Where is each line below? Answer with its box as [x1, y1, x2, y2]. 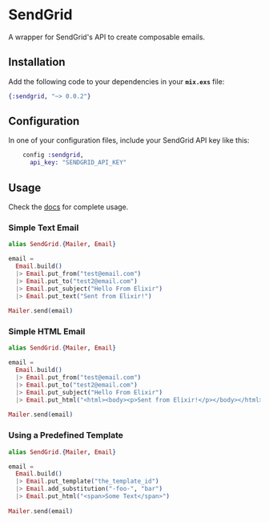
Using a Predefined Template [8, 430, 124, 441]
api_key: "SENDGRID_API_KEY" [29, 159, 127, 167]
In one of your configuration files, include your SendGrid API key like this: [8, 136, 250, 145]
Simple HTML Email [8, 326, 86, 338]
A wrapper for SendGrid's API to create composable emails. [8, 32, 206, 42]
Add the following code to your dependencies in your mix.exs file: [8, 76, 225, 86]
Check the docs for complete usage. [8, 202, 129, 212]
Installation [8, 55, 66, 69]
